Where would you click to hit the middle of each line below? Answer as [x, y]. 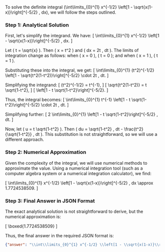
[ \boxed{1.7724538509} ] [31, 226]
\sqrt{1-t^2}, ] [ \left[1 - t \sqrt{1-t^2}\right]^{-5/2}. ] [57, 90]
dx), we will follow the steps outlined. [79, 12]
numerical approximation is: [33, 216]
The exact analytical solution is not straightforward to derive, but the [74, 211]
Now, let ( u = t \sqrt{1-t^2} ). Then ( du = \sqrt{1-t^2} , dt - [64, 129]
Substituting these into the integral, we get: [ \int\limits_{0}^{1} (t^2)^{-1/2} [80, 70]
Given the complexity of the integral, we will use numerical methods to [76, 163]
